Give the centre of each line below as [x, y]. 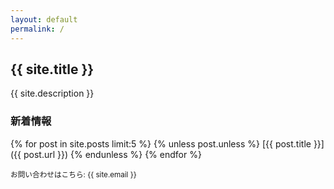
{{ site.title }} [52, 69]
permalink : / [37, 29]
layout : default [44, 19]
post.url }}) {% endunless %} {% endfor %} [112, 154]
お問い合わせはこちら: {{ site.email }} [73, 174]
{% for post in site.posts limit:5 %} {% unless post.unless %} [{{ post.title [161, 143]
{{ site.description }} [52, 93]
